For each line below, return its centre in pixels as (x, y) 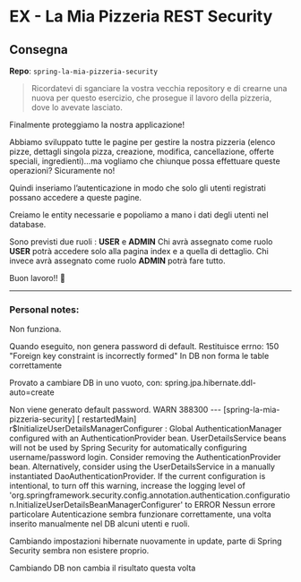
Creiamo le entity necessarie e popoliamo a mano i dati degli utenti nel (139, 215)
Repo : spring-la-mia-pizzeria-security (84, 71)
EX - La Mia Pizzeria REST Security (141, 17)
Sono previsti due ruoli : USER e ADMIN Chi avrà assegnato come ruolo (141, 242)
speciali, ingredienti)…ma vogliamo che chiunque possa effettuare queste (145, 161)
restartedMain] (109, 419)
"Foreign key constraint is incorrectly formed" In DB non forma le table (139, 356)
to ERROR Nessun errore (230, 505)
